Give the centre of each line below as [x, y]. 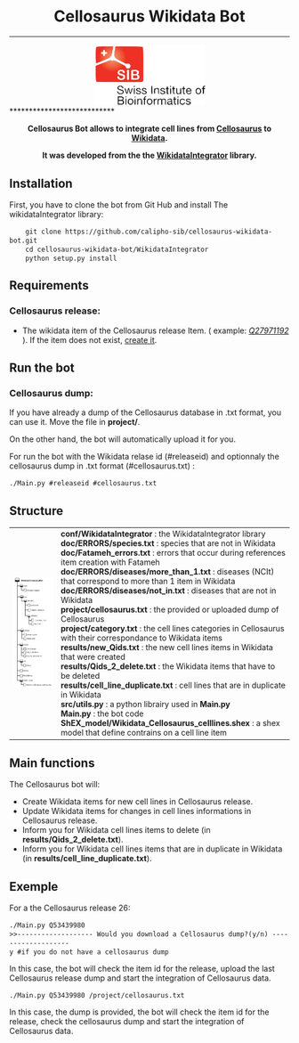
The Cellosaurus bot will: [55, 785]
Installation [41, 183]
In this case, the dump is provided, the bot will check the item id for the [139, 1012]
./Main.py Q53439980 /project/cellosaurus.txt [97, 996]
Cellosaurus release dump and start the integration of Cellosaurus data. [140, 978]
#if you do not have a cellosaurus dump [93, 952]
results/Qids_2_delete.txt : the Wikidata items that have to [168, 666]
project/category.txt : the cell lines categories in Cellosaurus [173, 629]
